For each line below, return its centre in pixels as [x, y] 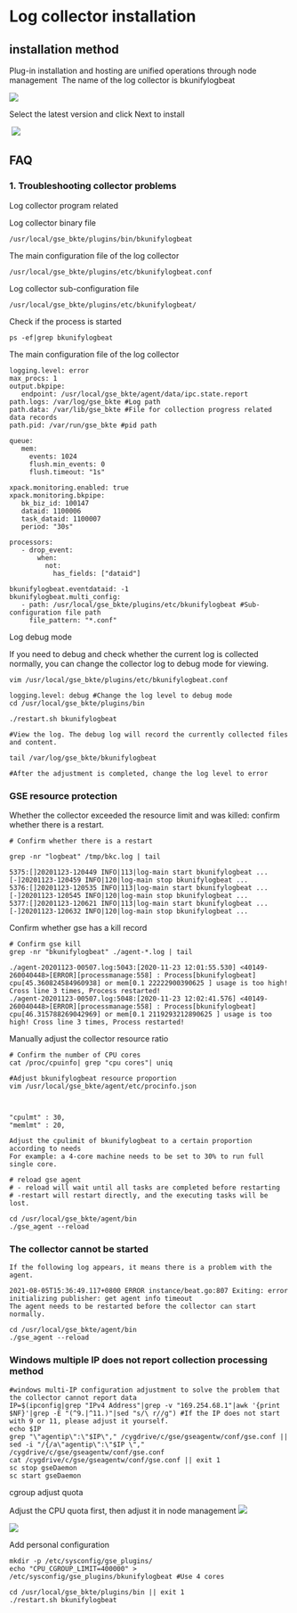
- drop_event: [47, 550]
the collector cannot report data [73, 1397]
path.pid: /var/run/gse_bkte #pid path [83, 425]
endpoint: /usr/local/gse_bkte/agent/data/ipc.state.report [135, 394]
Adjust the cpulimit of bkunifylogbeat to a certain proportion [131, 1140]
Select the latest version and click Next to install [97, 114]
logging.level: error [49, 370]
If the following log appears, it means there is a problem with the [141, 1268]
